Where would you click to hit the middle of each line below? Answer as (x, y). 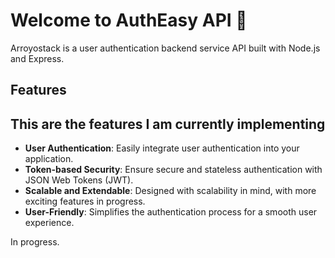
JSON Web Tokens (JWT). (79, 180)
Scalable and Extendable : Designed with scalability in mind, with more (170, 191)
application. (49, 159)
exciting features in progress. (85, 201)
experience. (49, 223)
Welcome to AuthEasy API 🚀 (129, 20)
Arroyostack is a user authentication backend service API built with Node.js (165, 48)
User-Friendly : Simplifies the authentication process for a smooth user (171, 212)
